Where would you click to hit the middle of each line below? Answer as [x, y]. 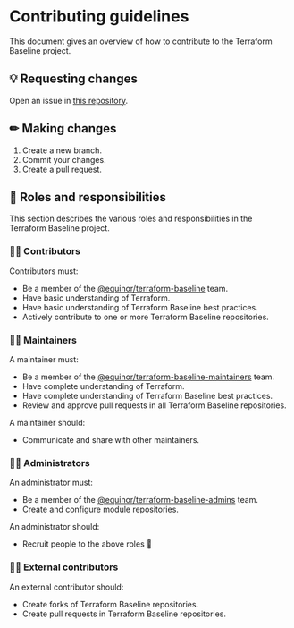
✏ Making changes [63, 128]
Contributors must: [44, 271]
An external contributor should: [67, 587]
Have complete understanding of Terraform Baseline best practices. [147, 395]
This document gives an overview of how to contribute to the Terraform [141, 41]
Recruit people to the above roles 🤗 [87, 544]
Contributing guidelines [99, 17]
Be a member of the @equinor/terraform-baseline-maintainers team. [148, 377]
